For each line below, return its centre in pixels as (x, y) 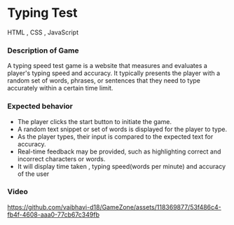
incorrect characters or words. (61, 158)
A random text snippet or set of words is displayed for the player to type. (122, 129)
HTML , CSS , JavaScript (43, 32)
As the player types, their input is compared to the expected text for (115, 136)
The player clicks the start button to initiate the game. (94, 121)
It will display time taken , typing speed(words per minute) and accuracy (122, 166)
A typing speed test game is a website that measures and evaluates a (108, 66)
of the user (33, 174)
